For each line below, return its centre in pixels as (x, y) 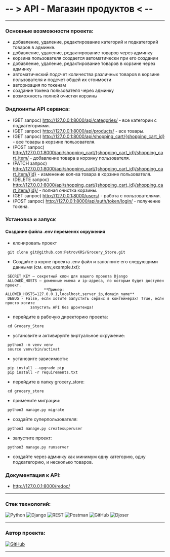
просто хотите (20, 303)
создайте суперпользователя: (45, 419)
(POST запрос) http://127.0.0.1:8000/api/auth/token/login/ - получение (87, 201)
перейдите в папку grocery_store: (49, 381)
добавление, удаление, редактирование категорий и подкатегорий (85, 42)
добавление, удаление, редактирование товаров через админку (82, 53)
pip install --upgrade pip (36, 368)
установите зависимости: (40, 359)
